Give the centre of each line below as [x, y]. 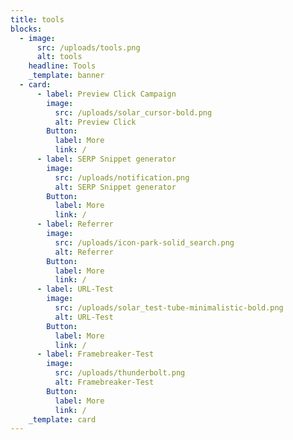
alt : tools [59, 57]
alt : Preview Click [95, 122]
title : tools [37, 19]
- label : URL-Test [75, 289]
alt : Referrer [84, 252]
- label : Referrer [75, 224]
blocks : [26, 29]
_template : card [62, 419]
